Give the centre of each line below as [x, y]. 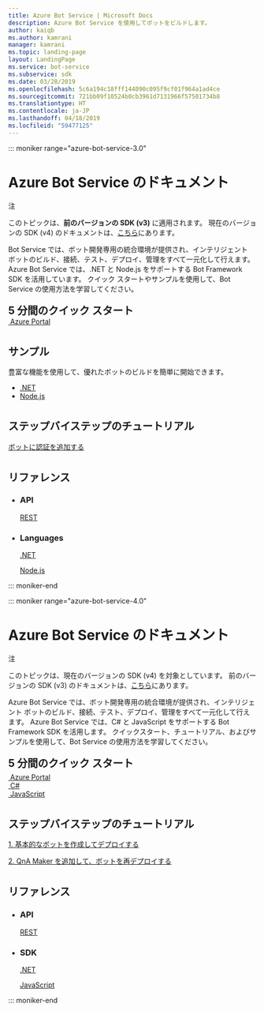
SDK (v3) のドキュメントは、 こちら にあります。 [115, 686]
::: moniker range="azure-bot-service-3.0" [78, 148]
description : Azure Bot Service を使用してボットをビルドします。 [110, 23]
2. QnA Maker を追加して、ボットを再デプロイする [90, 861]
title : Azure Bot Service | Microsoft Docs [81, 15]
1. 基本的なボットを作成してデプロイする [74, 844]
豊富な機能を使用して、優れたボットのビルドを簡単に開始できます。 [118, 372]
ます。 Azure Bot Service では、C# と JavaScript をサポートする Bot [119, 722]
